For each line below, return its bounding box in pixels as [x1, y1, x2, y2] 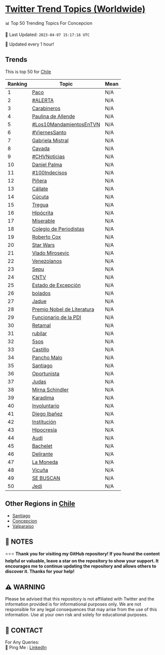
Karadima [32, 394, 54, 401]
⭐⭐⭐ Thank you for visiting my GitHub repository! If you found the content [5, 551, 160, 557]
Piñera [32, 177, 47, 184]
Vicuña [32, 467, 48, 473]
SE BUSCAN [32, 474, 61, 481]
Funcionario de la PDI [32, 314, 81, 321]
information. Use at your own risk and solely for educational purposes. [5, 612, 148, 618]
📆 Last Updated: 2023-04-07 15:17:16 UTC [5, 31, 90, 38]
